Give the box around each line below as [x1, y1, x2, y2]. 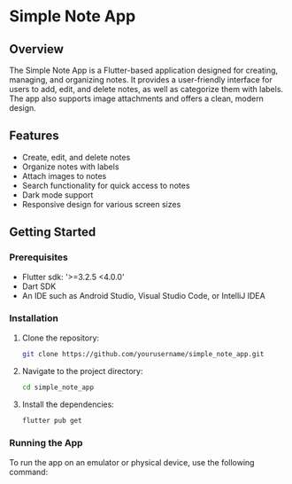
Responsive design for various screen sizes [21, 199, 181, 209]
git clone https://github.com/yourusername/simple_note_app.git [21, 349, 265, 358]
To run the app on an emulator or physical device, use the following [9, 457, 255, 467]
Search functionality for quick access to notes [21, 180, 190, 191]
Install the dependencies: [21, 399, 115, 410]
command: [9, 466, 49, 477]
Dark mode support [21, 189, 94, 200]
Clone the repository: [21, 332, 100, 343]
